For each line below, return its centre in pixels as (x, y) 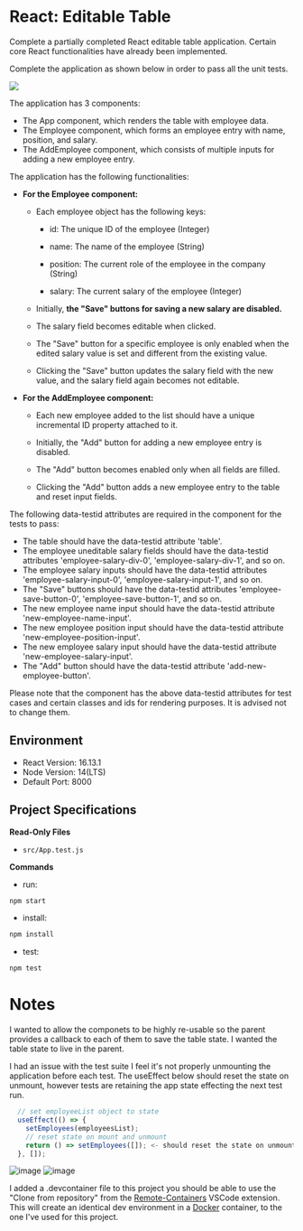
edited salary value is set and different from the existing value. (151, 353)
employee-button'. (57, 676)
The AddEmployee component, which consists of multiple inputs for (148, 149)
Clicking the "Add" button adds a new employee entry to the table (158, 487)
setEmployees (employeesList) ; (83, 1128)
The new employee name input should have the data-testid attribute (148, 608)
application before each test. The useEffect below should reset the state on (149, 1076)
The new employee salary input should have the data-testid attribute (149, 647)
